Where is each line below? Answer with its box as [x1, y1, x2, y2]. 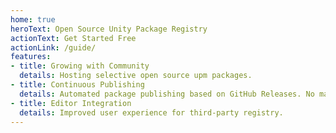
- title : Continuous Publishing [10, 80, 145, 90]
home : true [10, 14, 56, 25]
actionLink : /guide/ [10, 42, 97, 53]
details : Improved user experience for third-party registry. [19, 107, 284, 118]
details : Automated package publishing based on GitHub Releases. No [19, 89, 315, 99]
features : [10, 52, 52, 62]
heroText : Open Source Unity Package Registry [10, 24, 208, 34]
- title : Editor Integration [10, 98, 132, 108]
